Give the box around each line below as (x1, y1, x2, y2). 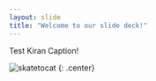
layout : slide (9, 12, 62, 22)
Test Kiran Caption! (9, 45, 79, 55)
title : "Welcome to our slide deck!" (9, 21, 148, 30)
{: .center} (57, 63, 95, 73)
